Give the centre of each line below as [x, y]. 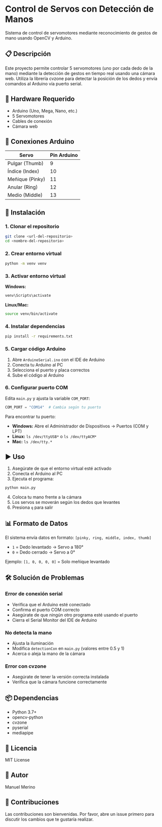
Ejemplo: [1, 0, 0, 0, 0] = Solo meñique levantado [57, 562]
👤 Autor [17, 775]
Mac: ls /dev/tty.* [32, 442]
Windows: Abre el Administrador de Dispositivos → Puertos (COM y [80, 426]
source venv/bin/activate [31, 314]
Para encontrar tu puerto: [30, 416]
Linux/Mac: [17, 305]
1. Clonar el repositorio [32, 226]
